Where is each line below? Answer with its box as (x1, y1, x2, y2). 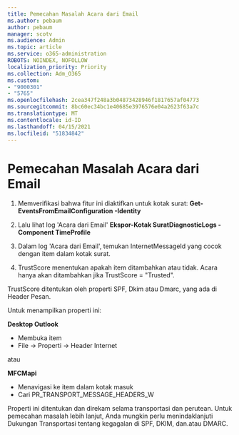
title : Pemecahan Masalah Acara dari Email (7, 10, 139, 18)
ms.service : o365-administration (7, 51, 107, 58)
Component (17, 228, 54, 237)
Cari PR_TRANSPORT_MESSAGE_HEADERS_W (17, 390, 155, 399)
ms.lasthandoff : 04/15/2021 (7, 123, 91, 130)
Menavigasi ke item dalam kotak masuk (17, 383, 133, 391)
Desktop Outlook (7, 320, 59, 329)
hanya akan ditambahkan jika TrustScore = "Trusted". (17, 271, 175, 280)
